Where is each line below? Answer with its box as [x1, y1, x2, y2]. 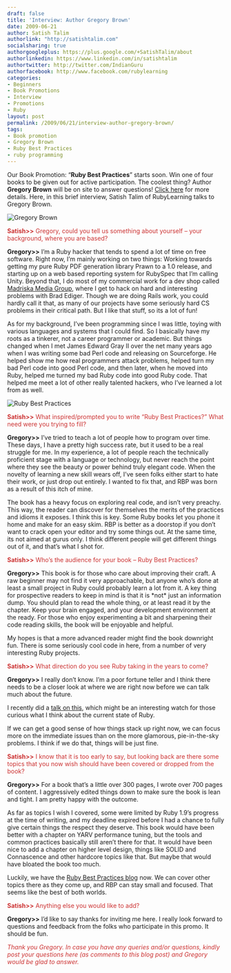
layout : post [7, 113, 45, 120]
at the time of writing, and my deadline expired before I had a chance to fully [7, 815, 225, 824]
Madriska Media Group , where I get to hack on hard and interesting [7, 284, 198, 293]
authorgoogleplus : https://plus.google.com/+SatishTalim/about [7, 49, 193, 56]
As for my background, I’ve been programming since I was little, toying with [7, 319, 222, 328]
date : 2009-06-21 [7, 23, 57, 30]
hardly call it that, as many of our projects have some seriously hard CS [7, 299, 210, 307]
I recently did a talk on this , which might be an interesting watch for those [7, 703, 216, 712]
